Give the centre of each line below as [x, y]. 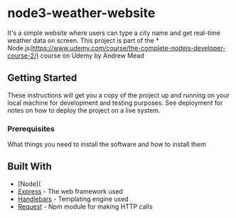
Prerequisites [31, 128]
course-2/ [22, 56]
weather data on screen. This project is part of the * [83, 40]
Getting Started [42, 78]
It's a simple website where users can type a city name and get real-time [114, 33]
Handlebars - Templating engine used [73, 199]
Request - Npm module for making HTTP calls [85, 206]
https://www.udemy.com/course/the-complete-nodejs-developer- [129, 48]
